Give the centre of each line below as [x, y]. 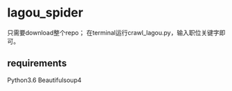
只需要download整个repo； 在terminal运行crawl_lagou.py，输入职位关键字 [113, 32]
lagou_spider [45, 13]
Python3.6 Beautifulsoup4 [44, 80]
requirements [37, 63]
